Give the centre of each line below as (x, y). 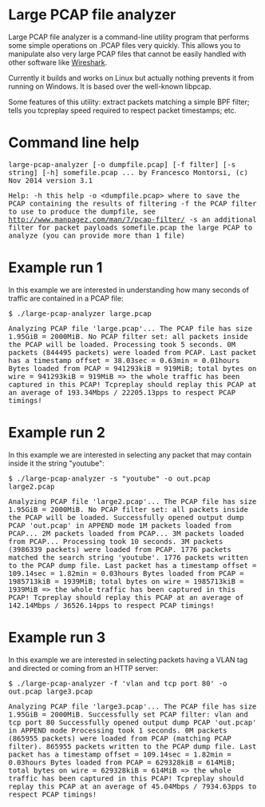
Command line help (74, 143)
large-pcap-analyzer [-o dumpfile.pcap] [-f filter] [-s (122, 164)
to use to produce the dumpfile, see (82, 211)
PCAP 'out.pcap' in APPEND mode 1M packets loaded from (120, 525)
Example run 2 (57, 433)
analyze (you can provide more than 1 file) (97, 235)
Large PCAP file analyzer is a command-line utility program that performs (129, 37)
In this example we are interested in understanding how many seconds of (129, 290)
